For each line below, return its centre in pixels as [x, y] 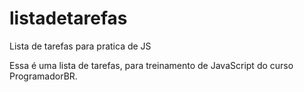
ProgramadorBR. [43, 76]
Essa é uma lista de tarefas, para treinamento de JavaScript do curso [151, 65]
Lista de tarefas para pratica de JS [80, 46]
